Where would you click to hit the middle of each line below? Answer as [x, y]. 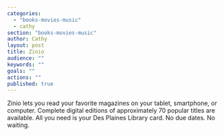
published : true [30, 84]
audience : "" [26, 58]
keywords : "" [26, 65]
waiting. [18, 125]
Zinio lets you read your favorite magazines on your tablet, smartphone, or [112, 103]
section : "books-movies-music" [52, 33]
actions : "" [24, 77]
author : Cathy [27, 39]
